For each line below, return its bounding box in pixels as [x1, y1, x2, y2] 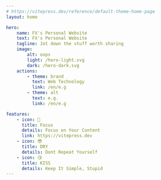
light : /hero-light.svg [27, 57, 85, 63]
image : [16, 46, 33, 53]
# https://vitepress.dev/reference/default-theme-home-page [6, 8, 156, 15]
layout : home [6, 14, 38, 20]
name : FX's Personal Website [16, 30, 87, 36]
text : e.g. [32, 95, 59, 101]
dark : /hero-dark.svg [27, 63, 80, 68]
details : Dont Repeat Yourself [21, 149, 98, 155]
